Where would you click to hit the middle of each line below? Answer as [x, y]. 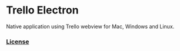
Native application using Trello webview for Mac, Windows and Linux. [90, 26]
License [18, 42]
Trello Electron [42, 10]
